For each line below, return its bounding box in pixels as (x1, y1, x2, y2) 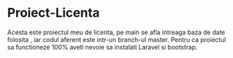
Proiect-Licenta (7, 5, 100, 21)
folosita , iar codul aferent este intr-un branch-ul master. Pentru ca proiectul (7, 35, 226, 43)
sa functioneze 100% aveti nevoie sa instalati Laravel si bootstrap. (7, 43, 198, 51)
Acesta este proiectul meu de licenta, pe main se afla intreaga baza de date (7, 28, 226, 36)
